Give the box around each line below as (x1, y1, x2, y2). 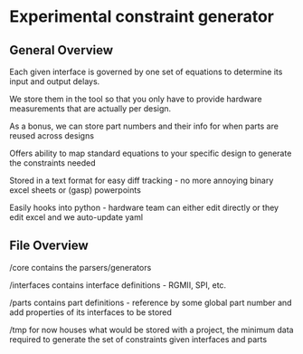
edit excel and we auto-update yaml (9, 212, 143, 223)
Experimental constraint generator (9, 6, 274, 27)
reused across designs (9, 130, 95, 141)
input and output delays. (9, 76, 100, 87)
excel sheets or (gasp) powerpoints (9, 185, 142, 196)
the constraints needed (9, 158, 97, 168)
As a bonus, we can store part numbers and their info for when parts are (9, 120, 279, 131)
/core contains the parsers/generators (9, 262, 152, 273)
